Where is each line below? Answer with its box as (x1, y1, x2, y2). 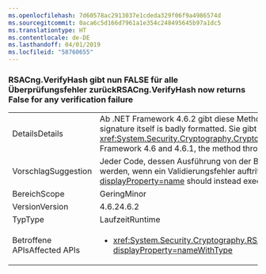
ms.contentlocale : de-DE (8, 33, 90, 42)
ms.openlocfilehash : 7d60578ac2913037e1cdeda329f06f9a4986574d (8, 11, 222, 20)
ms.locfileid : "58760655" (8, 48, 93, 56)
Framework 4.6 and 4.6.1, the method (99, 143, 241, 154)
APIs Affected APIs (12, 245, 81, 256)
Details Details (12, 128, 63, 139)
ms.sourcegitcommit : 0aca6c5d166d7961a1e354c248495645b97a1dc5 (8, 19, 222, 27)
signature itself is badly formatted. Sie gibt (99, 123, 257, 134)
